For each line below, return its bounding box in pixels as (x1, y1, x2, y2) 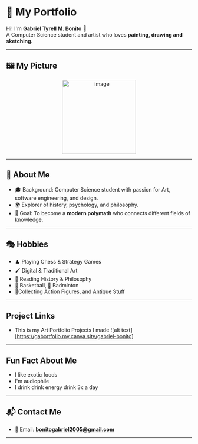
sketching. (6, 37, 33, 44)
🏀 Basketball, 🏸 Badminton (14, 282, 79, 289)
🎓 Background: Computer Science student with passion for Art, (14, 186, 171, 193)
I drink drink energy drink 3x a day (14, 384, 98, 391)
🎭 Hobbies (6, 239, 48, 249)
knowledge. (14, 216, 44, 223)
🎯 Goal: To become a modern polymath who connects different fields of (14, 209, 190, 216)
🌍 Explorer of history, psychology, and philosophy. (14, 201, 138, 208)
